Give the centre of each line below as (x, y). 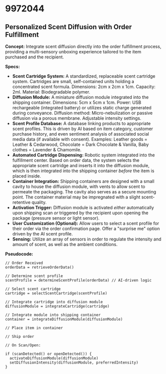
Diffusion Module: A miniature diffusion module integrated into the (80, 97)
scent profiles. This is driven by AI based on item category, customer (83, 129)
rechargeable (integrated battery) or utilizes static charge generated (82, 108)
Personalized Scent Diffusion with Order (69, 27)
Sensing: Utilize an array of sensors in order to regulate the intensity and (87, 239)
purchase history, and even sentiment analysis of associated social (81, 134)
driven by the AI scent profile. (43, 234)
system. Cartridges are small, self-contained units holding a (73, 81)
